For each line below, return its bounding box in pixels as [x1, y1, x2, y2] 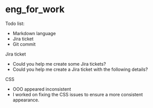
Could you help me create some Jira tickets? [12, 61, 106, 67]
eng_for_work [5, 4, 65, 15]
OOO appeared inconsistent [12, 86, 71, 92]
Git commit [12, 41, 36, 47]
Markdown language [12, 30, 56, 36]
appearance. [12, 97, 40, 103]
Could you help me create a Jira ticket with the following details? [12, 66, 148, 72]
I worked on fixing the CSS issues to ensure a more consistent [12, 91, 143, 97]
